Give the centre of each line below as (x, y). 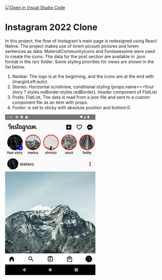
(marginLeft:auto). (30, 81)
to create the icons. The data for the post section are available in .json (75, 56)
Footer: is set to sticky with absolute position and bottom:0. (71, 107)
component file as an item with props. (50, 102)
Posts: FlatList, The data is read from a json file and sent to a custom (81, 97)
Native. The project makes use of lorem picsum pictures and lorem (72, 46)
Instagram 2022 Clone (51, 27)
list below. (15, 67)
